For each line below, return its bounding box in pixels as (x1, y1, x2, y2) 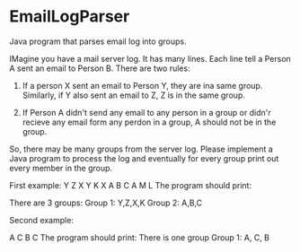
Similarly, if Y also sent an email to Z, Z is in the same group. (22, 90, 245, 100)
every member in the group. (9, 162, 113, 173)
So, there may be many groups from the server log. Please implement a (9, 143, 274, 154)
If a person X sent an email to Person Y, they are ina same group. (22, 80, 263, 91)
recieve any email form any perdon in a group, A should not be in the (22, 117, 277, 127)
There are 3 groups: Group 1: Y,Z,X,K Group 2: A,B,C (9, 197, 203, 208)
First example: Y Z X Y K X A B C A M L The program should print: (9, 179, 252, 190)
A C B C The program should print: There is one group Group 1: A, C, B (9, 231, 270, 243)
